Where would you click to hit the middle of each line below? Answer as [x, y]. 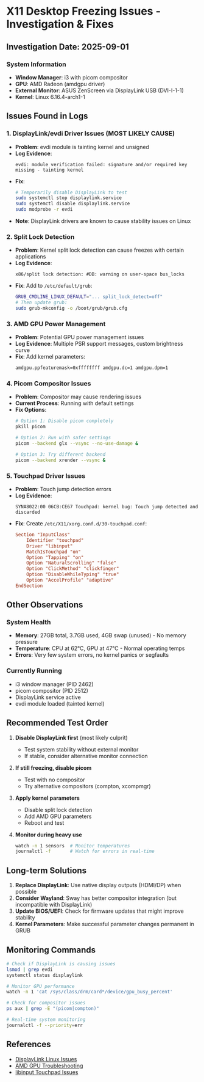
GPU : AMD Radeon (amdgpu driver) [60, 84]
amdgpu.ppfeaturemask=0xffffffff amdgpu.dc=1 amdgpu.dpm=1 [92, 368]
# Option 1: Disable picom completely [64, 421]
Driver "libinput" [50, 546]
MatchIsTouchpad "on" [54, 552]
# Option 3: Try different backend [60, 454]
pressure [26, 642]
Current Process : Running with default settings [74, 403]
